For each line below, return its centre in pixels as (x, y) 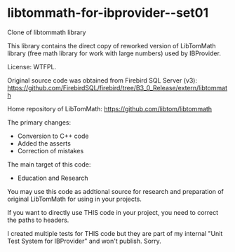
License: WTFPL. (32, 66)
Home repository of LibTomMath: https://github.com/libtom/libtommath (110, 108)
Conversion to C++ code (53, 136)
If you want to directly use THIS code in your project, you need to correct (113, 212)
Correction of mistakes (51, 150)
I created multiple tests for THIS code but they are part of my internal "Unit (115, 233)
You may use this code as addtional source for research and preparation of (116, 191)
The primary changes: (39, 122)
